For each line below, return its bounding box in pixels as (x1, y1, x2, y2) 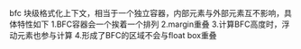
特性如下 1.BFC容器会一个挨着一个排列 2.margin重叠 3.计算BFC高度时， (16, 19, 282, 29)
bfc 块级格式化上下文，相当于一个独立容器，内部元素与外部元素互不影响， (9, 8, 285, 18)
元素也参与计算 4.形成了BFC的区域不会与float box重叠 (16, 30, 217, 40)
